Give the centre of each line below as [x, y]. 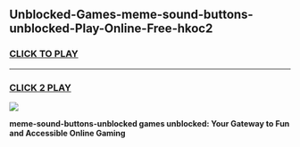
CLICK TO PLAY [44, 54]
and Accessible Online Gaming [67, 133]
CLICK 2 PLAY [40, 87]
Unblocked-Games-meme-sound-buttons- [131, 15]
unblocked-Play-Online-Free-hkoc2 [111, 29]
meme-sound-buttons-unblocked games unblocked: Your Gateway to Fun [150, 123]
